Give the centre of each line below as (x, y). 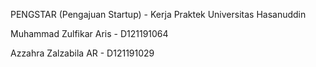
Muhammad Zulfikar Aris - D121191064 (89, 33)
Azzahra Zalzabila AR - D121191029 (82, 53)
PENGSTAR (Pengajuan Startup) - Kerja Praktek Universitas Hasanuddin (158, 14)
